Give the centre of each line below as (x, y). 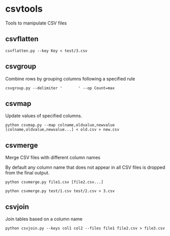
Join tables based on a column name (44, 219)
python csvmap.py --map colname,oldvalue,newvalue (60, 125)
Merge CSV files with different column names (53, 158)
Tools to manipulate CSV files (36, 23)
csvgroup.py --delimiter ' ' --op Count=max (60, 88)
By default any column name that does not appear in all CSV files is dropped (85, 167)
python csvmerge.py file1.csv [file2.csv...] (54, 182)
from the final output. (27, 173)
